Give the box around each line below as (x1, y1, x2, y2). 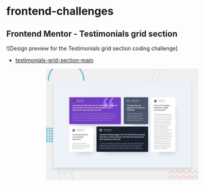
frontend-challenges (6, 4, 114, 18)
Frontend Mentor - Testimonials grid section (6, 29, 178, 39)
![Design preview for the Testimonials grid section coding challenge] (6, 45, 178, 52)
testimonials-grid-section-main (15, 57, 93, 63)
